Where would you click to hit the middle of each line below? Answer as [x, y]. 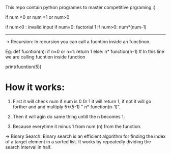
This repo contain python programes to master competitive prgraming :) [81, 7]
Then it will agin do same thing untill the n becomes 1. [69, 116]
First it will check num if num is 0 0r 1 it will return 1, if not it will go [82, 101]
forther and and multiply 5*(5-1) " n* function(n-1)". [66, 107]
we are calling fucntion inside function [45, 57]
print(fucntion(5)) [23, 67]
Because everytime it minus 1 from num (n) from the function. [77, 126]
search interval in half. [28, 147]
